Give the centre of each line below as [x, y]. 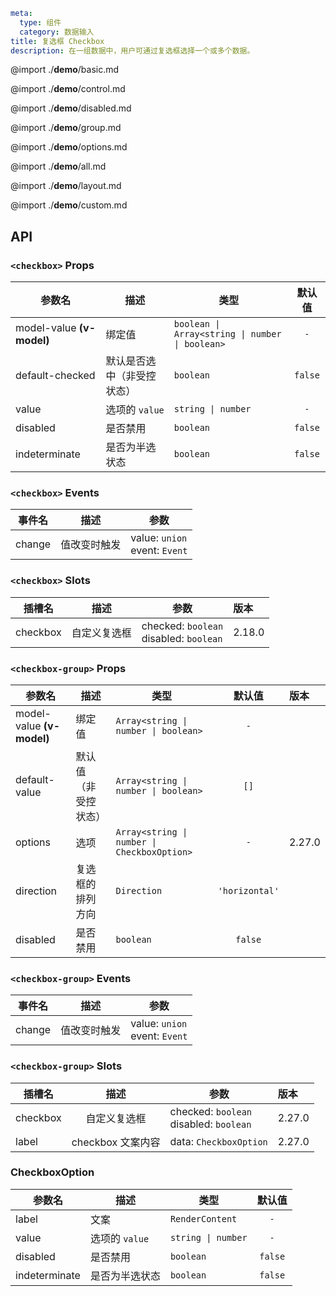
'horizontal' [248, 890]
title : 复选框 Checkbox [57, 41]
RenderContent [203, 1218]
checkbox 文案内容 [116, 1142]
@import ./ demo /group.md [66, 128]
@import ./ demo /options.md [69, 147]
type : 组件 [40, 22]
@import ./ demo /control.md [68, 89]
